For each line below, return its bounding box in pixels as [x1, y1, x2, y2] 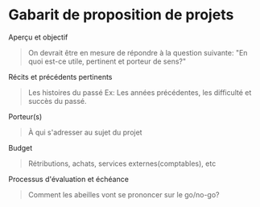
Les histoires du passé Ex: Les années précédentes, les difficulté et [27, 87, 252, 97]
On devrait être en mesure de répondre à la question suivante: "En [27, 48, 248, 57]
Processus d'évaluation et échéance [8, 174, 129, 184]
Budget [8, 143, 33, 152]
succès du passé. [27, 96, 87, 106]
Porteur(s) [8, 111, 43, 122]
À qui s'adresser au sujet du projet [27, 127, 142, 137]
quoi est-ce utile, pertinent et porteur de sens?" [27, 56, 187, 66]
